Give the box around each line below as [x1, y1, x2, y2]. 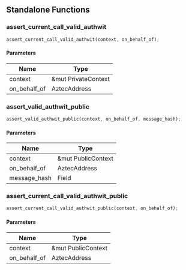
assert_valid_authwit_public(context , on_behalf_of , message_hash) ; [6, 116, 181, 122]
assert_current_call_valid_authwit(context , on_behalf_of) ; [6, 36, 160, 43]
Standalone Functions [6, 5, 90, 15]
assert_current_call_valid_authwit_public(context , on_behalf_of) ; [6, 205, 179, 212]
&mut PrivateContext [51, 74, 110, 83]
